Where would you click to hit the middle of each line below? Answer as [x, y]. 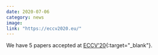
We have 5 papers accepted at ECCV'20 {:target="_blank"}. [79, 45]
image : [14, 23]
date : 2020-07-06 [28, 12]
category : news [25, 17]
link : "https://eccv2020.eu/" [44, 28]
